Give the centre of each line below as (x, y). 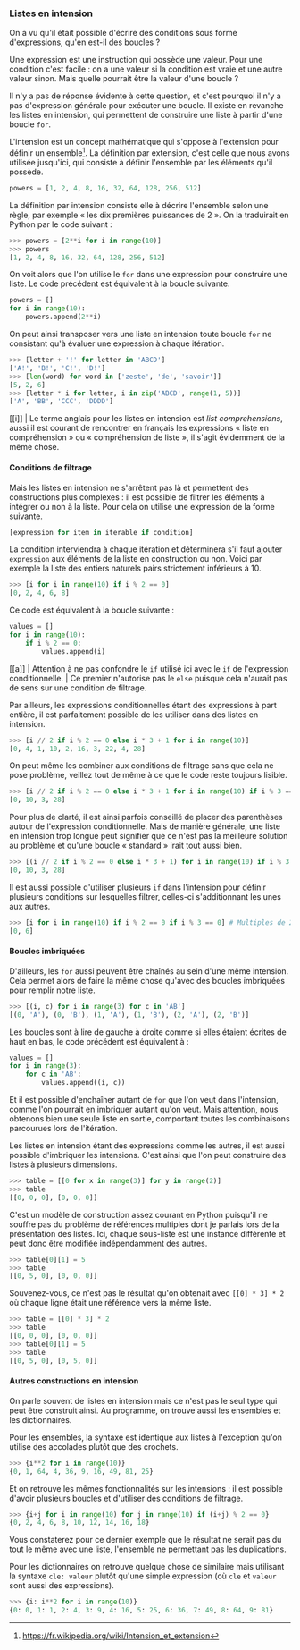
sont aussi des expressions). (62, 1586)
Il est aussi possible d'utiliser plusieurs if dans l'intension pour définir (137, 887)
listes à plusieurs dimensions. (63, 1164)
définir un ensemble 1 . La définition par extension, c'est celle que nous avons (150, 152)
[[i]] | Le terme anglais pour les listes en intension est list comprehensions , (146, 419)
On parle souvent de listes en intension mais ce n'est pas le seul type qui (143, 1400)
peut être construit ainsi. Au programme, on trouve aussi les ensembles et (145, 1410)
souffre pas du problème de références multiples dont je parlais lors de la (144, 1224)
